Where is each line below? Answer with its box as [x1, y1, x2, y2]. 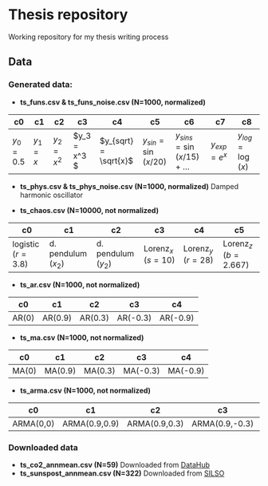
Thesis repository [8, 6, 128, 24]
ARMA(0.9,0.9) [62, 418, 120, 429]
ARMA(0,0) [12, 418, 55, 429]
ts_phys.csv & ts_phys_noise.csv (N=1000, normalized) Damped [19, 181, 239, 191]
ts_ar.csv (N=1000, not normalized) [19, 280, 140, 289]
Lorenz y [183, 243, 214, 255]
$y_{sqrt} [99, 136, 134, 147]
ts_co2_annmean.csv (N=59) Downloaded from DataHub [19, 460, 210, 470]
